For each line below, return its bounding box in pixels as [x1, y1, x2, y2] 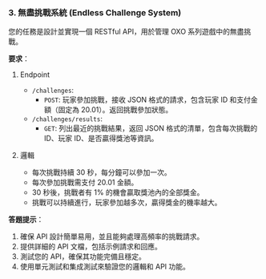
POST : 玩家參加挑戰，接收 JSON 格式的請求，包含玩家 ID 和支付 [43, 95, 251, 105]
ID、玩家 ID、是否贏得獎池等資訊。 [43, 134, 159, 144]
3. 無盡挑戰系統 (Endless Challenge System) [8, 6, 182, 18]
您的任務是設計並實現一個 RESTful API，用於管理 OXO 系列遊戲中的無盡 [8, 26, 244, 37]
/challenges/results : [31, 114, 103, 123]
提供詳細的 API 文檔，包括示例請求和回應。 [19, 242, 163, 252]
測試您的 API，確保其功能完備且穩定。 [19, 252, 147, 261]
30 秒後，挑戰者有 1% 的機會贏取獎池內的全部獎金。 [31, 188, 204, 197]
